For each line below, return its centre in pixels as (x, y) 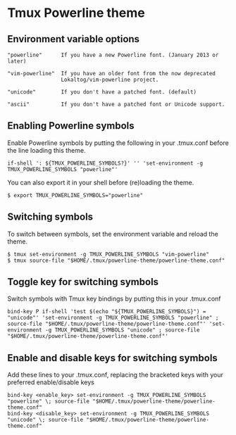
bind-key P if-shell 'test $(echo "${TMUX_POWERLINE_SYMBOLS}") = (107, 312)
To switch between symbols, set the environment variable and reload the (113, 234)
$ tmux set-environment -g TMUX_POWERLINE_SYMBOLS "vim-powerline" (108, 254)
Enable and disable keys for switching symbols (113, 358)
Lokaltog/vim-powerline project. (110, 80)
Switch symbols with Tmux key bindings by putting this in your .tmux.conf (114, 299)
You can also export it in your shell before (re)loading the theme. (101, 182)
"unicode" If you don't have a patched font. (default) (102, 92)
